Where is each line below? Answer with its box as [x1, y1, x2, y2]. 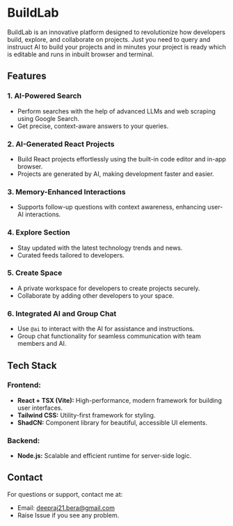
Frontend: [7, 381, 42, 390]
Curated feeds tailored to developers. [17, 250, 125, 259]
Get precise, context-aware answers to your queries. [17, 122, 169, 130]
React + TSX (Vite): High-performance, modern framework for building [17, 396, 223, 404]
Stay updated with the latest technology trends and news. [17, 244, 183, 252]
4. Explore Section [7, 228, 71, 237]
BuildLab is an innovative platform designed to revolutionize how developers [7, 28, 226, 36]
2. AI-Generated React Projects [7, 139, 115, 149]
